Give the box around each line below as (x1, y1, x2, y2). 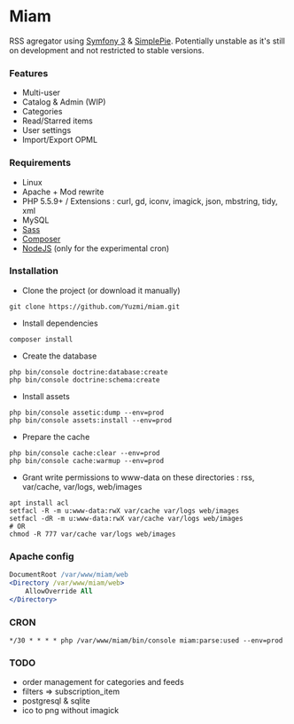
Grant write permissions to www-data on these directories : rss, (21, 472, 255, 483)
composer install (9, 334, 73, 343)
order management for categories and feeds (21, 677, 184, 688)
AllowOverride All (25, 586, 93, 595)
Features (9, 67, 49, 79)
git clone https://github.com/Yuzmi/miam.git (9, 302, 180, 311)
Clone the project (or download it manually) (21, 285, 181, 295)
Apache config (9, 550, 74, 563)
